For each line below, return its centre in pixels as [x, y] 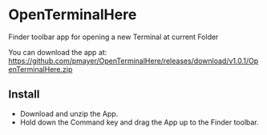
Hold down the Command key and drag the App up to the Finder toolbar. [139, 122]
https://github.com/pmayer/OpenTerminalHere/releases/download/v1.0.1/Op [133, 61]
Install [24, 95]
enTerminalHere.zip [40, 69]
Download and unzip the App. [69, 113]
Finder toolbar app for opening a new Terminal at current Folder [113, 37]
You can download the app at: [58, 52]
